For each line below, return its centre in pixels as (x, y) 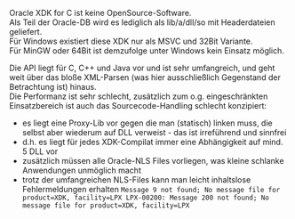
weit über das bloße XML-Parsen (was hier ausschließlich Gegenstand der (145, 77)
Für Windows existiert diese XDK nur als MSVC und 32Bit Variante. (131, 41)
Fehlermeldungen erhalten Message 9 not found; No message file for (151, 189)
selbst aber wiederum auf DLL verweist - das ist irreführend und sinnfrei (154, 132)
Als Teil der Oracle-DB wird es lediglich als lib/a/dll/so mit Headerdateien (142, 22)
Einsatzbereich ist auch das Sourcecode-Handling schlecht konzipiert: (138, 105)
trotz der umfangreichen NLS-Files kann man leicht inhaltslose (136, 180)
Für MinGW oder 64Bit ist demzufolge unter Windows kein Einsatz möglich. (147, 51)
